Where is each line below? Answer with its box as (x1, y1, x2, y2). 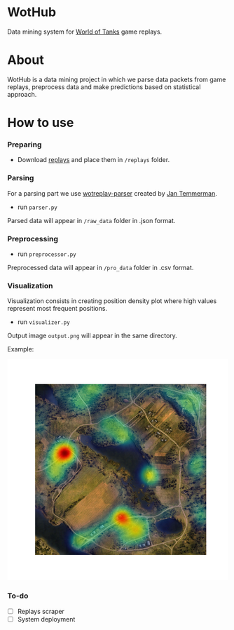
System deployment (17, 615, 76, 623)
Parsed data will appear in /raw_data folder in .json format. (7, 216, 176, 224)
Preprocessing (7, 234, 58, 243)
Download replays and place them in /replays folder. (17, 156, 170, 164)
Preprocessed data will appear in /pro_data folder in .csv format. (7, 263, 194, 272)
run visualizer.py (17, 318, 70, 326)
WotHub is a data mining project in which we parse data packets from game (7, 75, 226, 83)
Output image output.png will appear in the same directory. (7, 331, 177, 340)
